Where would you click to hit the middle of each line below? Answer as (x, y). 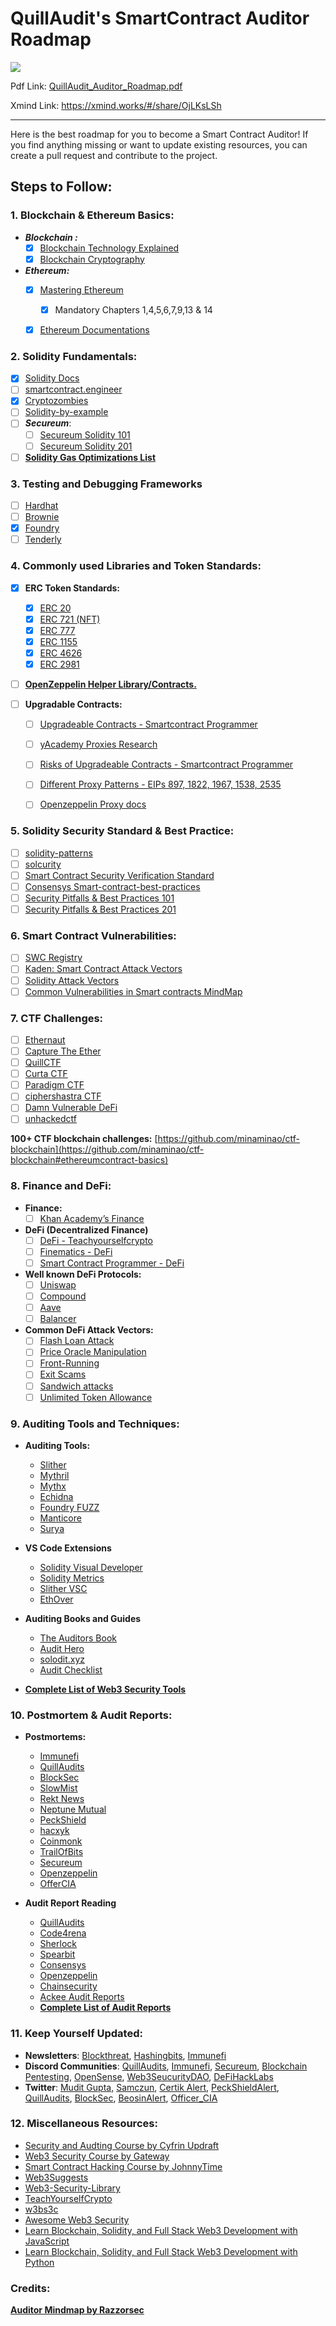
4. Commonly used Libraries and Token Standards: (136, 566)
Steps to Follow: (61, 187)
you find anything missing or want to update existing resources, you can (159, 144)
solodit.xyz (62, 1659)
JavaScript (47, 2241)
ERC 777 (57, 630)
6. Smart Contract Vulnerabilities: (93, 936)
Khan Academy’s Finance (92, 1218)
